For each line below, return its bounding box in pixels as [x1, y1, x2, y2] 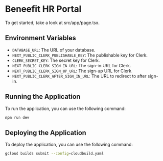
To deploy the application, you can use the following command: [5, 141, 133, 148]
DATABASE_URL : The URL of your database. [12, 47, 95, 53]
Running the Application [5, 92, 81, 101]
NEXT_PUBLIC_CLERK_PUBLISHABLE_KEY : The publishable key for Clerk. [12, 52, 148, 58]
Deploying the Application [5, 129, 87, 137]
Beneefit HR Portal [5, 3, 82, 15]
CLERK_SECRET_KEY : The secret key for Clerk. [12, 57, 100, 63]
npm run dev [5, 115, 29, 120]
